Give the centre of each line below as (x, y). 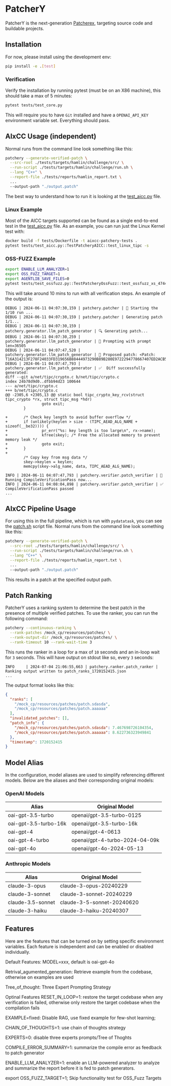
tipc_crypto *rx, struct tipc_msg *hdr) (49, 399)
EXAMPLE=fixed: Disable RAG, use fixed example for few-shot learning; (81, 1018)
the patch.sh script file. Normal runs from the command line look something (84, 526)
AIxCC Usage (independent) (51, 137)
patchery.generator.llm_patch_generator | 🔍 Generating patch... (77, 331)
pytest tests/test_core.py (34, 105)
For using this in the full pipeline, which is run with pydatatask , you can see (84, 521)
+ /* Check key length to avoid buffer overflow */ (68, 417)
